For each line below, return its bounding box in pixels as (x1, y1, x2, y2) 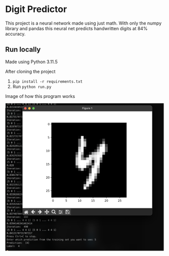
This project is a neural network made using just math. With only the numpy (5, 20, 162, 26)
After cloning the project (5, 68, 56, 74)
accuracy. (5, 31, 26, 37)
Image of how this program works (5, 93, 75, 99)
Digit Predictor (5, 4, 67, 15)
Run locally (5, 45, 41, 54)
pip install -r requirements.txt (12, 79, 83, 84)
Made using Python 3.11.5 (5, 59, 58, 65)
